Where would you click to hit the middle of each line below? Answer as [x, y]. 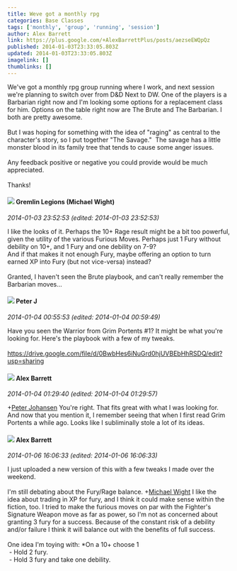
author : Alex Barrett [39, 34]
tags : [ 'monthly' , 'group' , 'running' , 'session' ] [83, 27]
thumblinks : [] [30, 67]
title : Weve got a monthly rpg [53, 14]
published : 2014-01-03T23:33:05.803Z [63, 47]
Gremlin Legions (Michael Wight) [65, 202]
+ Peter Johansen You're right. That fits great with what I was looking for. [113, 408]
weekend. [22, 477]
